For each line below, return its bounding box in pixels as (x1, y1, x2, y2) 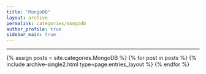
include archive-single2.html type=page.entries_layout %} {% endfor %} (6, 61, 190, 68)
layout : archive (6, 15, 48, 21)
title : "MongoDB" (6, 9, 51, 15)
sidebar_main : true (6, 32, 56, 38)
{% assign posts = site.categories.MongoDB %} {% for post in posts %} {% (6, 54, 197, 62)
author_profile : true (6, 26, 62, 32)
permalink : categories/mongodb (6, 20, 86, 26)
